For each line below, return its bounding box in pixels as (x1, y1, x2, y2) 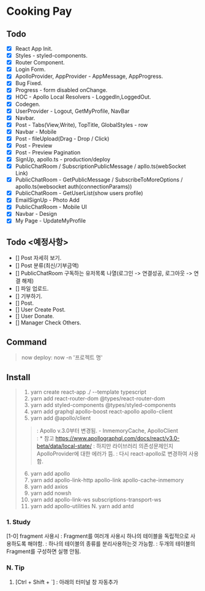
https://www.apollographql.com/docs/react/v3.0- (55, 434, 180, 442)
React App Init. (15, 45, 53, 52)
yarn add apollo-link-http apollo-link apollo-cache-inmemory (30, 476, 184, 484)
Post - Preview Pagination (15, 148, 81, 156)
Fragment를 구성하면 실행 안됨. (6, 547, 81, 555)
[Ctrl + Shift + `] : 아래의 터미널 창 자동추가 (15, 578, 118, 585)
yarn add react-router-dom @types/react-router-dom (30, 394, 165, 402)
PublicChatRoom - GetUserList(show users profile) (15, 189, 144, 197)
